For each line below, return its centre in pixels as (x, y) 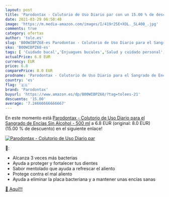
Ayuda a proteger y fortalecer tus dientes (55, 163)
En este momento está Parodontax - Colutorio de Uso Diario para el (75, 118)
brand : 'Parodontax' (27, 89)
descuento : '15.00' (26, 99)
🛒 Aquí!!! (14, 189)
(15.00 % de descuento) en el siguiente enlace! (54, 128)
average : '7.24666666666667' (36, 104)
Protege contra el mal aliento (42, 174)
